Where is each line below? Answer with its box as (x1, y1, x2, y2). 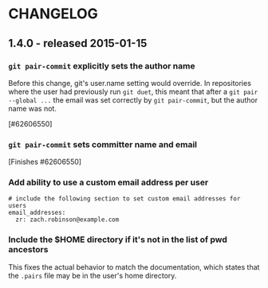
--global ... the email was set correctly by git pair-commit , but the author (8, 95, 258, 104)
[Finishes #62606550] (8, 157, 82, 167)
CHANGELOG (8, 5, 98, 23)
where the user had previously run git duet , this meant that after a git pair (8, 87, 258, 96)
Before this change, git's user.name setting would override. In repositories (8, 78, 251, 88)
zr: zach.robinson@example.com (15, 216, 120, 224)
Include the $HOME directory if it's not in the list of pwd (8, 234, 227, 245)
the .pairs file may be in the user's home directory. (8, 270, 177, 280)
